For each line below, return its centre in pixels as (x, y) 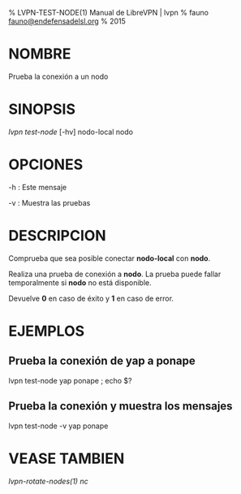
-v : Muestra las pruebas (49, 202)
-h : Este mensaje (38, 187)
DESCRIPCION (58, 236)
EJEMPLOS (47, 331)
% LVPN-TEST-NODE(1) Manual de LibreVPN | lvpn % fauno (109, 13)
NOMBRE (40, 54)
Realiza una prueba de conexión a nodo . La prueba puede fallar (115, 274)
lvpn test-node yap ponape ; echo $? (70, 380)
